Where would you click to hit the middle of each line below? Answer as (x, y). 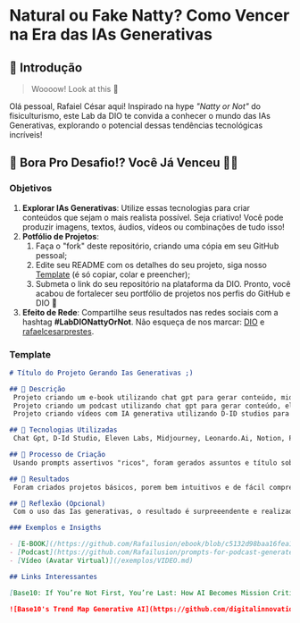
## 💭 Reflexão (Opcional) (57, 503)
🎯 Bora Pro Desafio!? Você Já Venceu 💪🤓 (124, 163)
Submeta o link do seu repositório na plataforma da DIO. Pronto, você (163, 283)
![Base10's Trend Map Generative (71, 609)
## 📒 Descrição (37, 389)
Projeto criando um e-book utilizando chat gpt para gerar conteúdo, (145, 397)
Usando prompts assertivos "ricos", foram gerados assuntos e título (145, 463)
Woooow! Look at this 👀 (75, 89)
